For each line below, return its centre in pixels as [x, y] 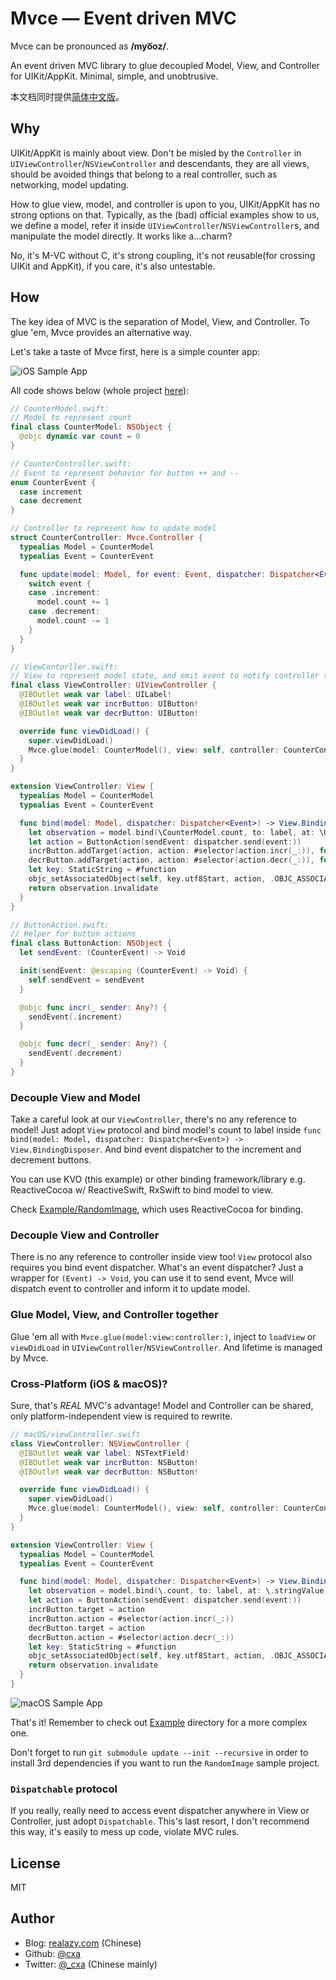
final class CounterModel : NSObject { [91, 427]
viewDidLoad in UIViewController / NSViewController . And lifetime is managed [166, 1347]
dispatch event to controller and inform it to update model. [130, 1289]
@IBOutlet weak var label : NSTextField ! [104, 1453]
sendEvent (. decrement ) [75, 1053]
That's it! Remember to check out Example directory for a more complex [159, 1722]
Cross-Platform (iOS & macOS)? [89, 1384]
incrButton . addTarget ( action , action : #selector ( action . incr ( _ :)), [171, 851]
